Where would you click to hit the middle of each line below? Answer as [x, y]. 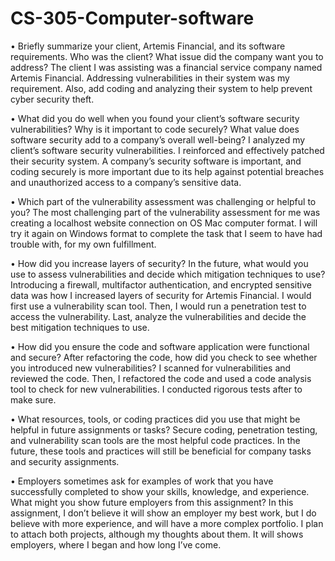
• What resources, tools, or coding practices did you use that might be [155, 419]
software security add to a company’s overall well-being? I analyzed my [158, 139]
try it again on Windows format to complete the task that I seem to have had [166, 233]
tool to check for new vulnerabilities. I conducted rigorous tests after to [156, 389]
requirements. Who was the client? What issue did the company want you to [167, 56]
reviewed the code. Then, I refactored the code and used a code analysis [161, 378]
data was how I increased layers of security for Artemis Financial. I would [161, 295]
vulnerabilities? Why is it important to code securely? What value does [155, 129]
